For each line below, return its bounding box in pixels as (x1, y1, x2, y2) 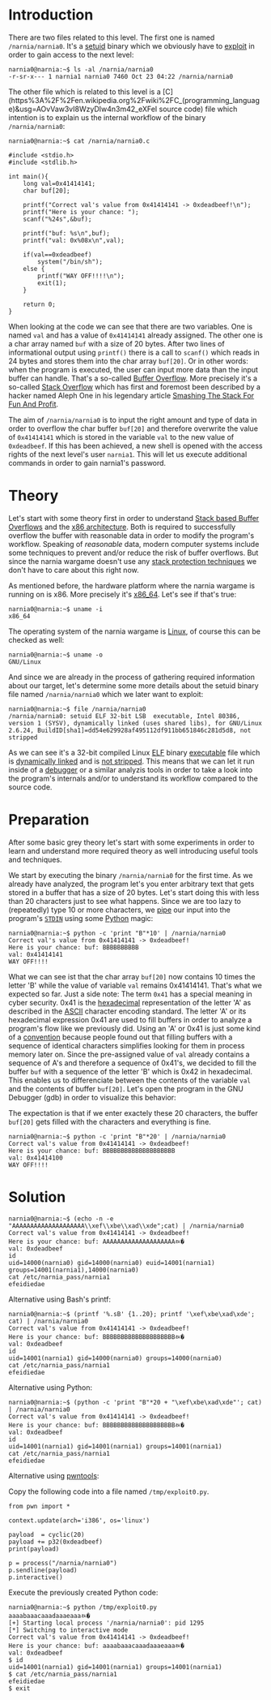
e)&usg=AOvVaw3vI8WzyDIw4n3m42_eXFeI (8, 104, 158, 114)
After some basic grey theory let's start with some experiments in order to (8, 837, 255, 847)
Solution (8, 1188, 66, 1206)
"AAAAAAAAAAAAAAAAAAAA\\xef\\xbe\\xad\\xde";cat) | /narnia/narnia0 (8, 1221, 244, 1230)
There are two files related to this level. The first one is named (8, 32, 215, 42)
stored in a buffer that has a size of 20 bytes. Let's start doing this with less (8, 887, 260, 897)
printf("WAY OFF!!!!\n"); (37, 272, 125, 280)
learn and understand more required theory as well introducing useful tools (8, 846, 259, 855)
